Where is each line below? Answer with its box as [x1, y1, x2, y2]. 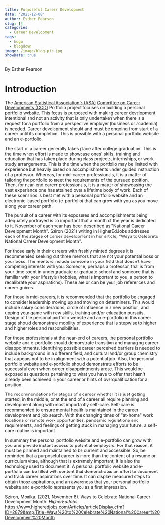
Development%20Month [5, 515, 55, 521]
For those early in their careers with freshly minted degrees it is [5, 248, 134, 254]
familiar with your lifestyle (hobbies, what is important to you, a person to [5, 274, 153, 280]
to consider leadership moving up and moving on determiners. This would [5, 299, 155, 305]
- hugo [9, 39, 23, 44]
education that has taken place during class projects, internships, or [5, 156, 142, 162]
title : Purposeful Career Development [5, 7, 84, 12]
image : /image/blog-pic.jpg [5, 48, 63, 53]
